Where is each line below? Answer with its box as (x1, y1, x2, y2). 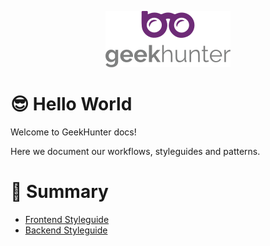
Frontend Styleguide (24, 213, 110, 225)
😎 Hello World (10, 93, 133, 116)
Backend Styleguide (24, 224, 108, 236)
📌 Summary (10, 181, 109, 203)
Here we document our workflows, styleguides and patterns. (10, 145, 261, 157)
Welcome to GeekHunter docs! (10, 126, 137, 138)
